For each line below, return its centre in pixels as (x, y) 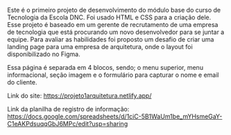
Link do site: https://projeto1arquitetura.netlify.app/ (79, 96)
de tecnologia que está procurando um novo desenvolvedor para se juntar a (116, 32)
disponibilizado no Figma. (44, 54)
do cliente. (22, 82)
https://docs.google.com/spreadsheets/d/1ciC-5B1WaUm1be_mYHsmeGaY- (115, 116)
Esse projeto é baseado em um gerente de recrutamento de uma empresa (113, 25)
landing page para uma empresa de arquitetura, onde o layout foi (100, 47)
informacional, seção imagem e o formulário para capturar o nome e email (113, 75)
